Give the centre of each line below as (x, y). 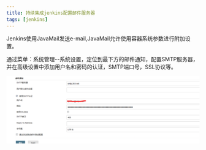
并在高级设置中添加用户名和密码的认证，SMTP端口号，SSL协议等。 (91, 67)
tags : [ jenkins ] (27, 19)
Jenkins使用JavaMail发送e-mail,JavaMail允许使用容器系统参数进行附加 (96, 38)
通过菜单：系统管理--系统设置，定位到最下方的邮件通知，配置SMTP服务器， (102, 59)
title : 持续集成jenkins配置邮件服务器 (51, 13)
